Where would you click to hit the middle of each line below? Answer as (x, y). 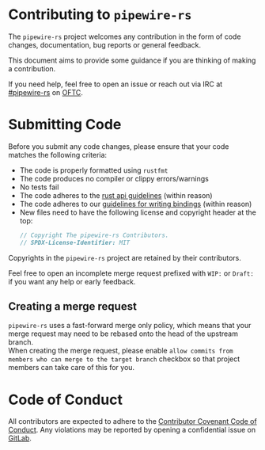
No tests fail (39, 187)
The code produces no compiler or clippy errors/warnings (114, 178)
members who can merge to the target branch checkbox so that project (124, 359)
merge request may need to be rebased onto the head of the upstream (123, 334)
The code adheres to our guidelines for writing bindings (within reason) (136, 204)
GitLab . (20, 438)
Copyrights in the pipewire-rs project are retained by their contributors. (125, 257)
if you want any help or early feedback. (72, 281)
